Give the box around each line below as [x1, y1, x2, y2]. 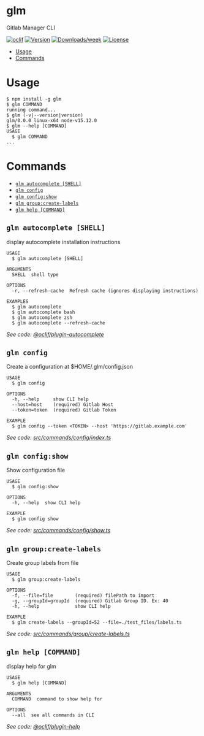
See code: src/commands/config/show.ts [6, 527, 111, 534]
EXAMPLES [6, 298, 29, 304]
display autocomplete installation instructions [6, 238, 121, 245]
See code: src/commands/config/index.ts [6, 434, 111, 442]
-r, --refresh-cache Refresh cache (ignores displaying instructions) [12, 288, 199, 294]
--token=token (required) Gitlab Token [12, 407, 116, 413]
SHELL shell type [12, 271, 59, 278]
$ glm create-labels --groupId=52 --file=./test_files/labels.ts [12, 619, 183, 626]
